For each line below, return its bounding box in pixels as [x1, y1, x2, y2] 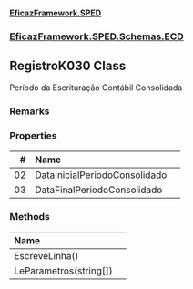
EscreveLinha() [14, 249, 79, 262]
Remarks [9, 105, 50, 118]
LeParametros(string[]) [14, 264, 113, 277]
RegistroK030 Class [9, 57, 127, 73]
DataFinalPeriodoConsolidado [35, 183, 163, 196]
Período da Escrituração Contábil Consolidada [9, 82, 183, 93]
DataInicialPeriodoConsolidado [35, 169, 168, 181]
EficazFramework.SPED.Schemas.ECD [9, 30, 184, 43]
